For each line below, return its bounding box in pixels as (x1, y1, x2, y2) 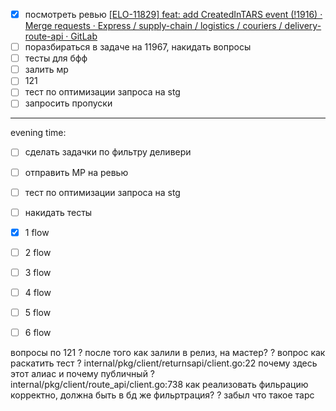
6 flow (24, 327, 52, 338)
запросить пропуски (24, 97, 113, 109)
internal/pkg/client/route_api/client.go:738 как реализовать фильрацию (10, 379, 309, 391)
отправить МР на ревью (24, 166, 129, 178)
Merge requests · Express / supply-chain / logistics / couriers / (24, 20, 283, 32)
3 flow (24, 266, 52, 278)
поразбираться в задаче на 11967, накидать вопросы (24, 41, 252, 53)
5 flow (24, 306, 52, 318)
